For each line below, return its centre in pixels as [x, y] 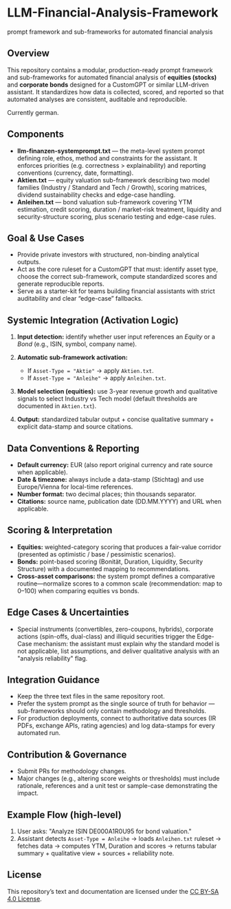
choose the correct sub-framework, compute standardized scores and [117, 277]
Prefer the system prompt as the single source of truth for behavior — [116, 704]
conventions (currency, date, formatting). [75, 173]
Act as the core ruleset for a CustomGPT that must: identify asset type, [118, 269]
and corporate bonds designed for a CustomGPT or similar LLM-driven [108, 85]
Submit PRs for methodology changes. [71, 771]
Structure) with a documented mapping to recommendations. [103, 568]
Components [35, 135]
